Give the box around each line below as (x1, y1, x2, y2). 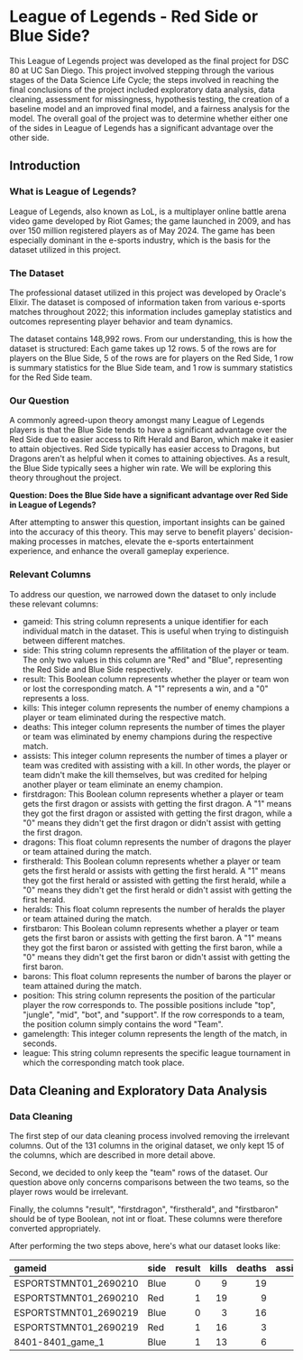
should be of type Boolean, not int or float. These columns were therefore (9, 1214, 283, 1225)
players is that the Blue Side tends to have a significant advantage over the (9, 424, 287, 435)
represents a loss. (22, 692, 89, 703)
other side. (9, 132, 50, 143)
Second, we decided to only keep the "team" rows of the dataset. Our (9, 1167, 269, 1179)
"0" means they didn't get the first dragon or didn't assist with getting (22, 817, 281, 828)
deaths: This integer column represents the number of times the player (22, 721, 286, 732)
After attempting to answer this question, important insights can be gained (9, 517, 286, 528)
